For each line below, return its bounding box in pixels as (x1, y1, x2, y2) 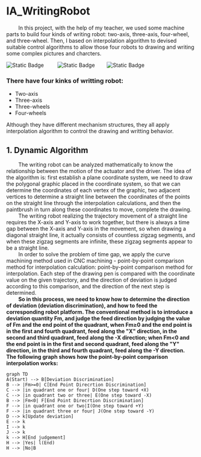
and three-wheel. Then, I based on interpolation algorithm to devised (6, 37, 177, 44)
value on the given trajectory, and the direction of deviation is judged (6, 276, 178, 284)
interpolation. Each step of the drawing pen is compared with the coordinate (6, 270, 196, 277)
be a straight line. (6, 244, 49, 251)
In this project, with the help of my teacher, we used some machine (17, 24, 185, 31)
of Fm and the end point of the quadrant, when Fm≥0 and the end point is (6, 321, 193, 329)
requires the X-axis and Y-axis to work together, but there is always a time (6, 219, 190, 226)
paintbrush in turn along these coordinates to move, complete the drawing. (6, 206, 192, 213)
